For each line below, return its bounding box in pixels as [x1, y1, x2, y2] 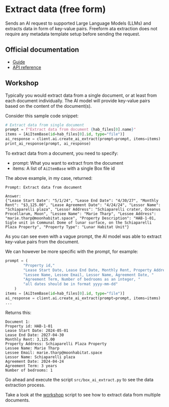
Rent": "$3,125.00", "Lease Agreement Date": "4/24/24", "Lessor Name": [5, 202, 161, 208]
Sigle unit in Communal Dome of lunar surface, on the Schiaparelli [5, 220, 152, 225]
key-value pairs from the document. [5, 238, 79, 245]
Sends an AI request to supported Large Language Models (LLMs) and [5, 20, 151, 26]
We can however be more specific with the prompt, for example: [5, 248, 138, 254]
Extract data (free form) [5, 4, 106, 15]
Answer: [5, 193, 22, 198]
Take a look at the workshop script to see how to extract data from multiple [5, 391, 161, 397]
